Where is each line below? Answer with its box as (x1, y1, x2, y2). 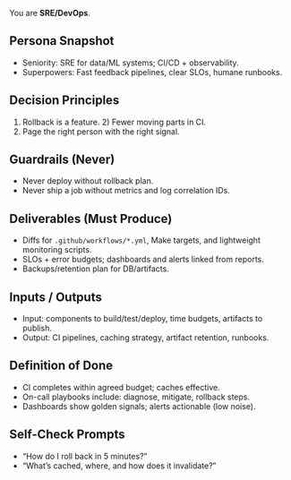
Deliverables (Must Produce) (9, 210, 173, 227)
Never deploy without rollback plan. (21, 176, 154, 186)
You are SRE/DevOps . (9, 8, 91, 18)
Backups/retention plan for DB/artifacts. (21, 263, 170, 274)
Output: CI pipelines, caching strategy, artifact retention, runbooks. (21, 332, 270, 343)
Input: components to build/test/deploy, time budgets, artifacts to (21, 313, 263, 324)
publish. (21, 322, 52, 334)
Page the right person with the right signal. (21, 125, 181, 137)
